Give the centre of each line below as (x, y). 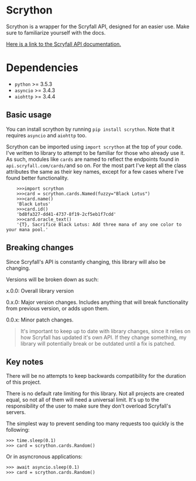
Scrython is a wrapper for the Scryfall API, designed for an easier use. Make (98, 26)
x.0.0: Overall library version (40, 290)
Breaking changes (40, 248)
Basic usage (29, 115)
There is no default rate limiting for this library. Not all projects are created (95, 394)
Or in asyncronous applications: (44, 457)
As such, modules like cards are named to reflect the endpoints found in (93, 159)
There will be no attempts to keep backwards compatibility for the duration (96, 376)
